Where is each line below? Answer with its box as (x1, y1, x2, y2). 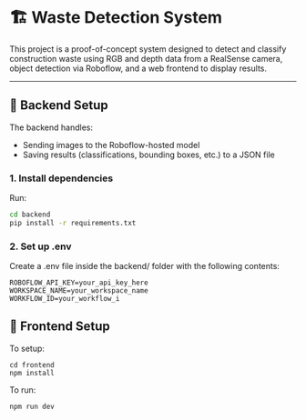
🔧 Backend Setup (9, 97, 108, 114)
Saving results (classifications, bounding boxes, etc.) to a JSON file (22, 149, 275, 160)
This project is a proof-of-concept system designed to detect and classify (9, 43, 287, 55)
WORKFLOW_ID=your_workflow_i (9, 295, 120, 304)
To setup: (9, 343, 46, 354)
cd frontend (9, 360, 55, 369)
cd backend (9, 210, 51, 219)
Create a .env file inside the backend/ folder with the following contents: (9, 261, 280, 272)
